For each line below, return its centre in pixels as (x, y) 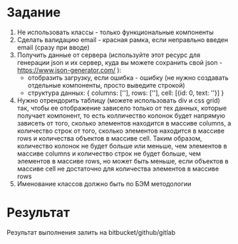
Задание (34, 12)
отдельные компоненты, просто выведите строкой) (107, 85)
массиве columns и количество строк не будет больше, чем (109, 153)
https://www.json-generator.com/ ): (69, 70)
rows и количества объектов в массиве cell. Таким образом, (109, 138)
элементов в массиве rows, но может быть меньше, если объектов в (123, 161)
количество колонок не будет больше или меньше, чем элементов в (122, 146)
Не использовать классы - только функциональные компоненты (115, 32)
